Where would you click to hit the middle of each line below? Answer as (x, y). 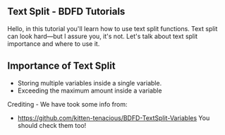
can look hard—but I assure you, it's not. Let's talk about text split (103, 36)
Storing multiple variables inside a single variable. (90, 83)
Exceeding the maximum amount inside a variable (90, 90)
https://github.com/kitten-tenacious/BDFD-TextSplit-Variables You (114, 118)
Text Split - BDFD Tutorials (66, 12)
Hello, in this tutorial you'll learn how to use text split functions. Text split (112, 28)
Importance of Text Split (61, 66)
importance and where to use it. (54, 43)
